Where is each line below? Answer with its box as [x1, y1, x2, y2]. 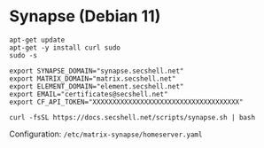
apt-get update [9, 35, 66, 44]
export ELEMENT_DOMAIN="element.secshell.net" [9, 82, 184, 90]
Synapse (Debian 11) [9, 6, 161, 27]
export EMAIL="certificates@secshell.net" [9, 90, 168, 98]
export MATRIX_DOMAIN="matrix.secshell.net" [9, 74, 176, 83]
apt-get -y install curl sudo [9, 43, 121, 52]
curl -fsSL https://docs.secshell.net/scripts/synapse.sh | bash [9, 113, 255, 121]
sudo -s [9, 51, 38, 59]
